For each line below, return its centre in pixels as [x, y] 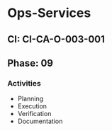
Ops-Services [49, 13]
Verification [34, 114]
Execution [32, 106]
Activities [24, 83]
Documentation [40, 121]
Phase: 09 [30, 63]
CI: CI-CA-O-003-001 [56, 39]
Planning [30, 99]
